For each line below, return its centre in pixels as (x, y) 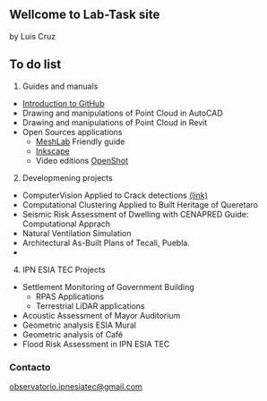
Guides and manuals (60, 86)
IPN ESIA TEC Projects (64, 269)
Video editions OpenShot (82, 160)
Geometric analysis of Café (73, 334)
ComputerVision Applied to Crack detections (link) (115, 195)
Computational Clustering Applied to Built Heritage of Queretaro (140, 204)
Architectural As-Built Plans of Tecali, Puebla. (106, 243)
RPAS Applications (70, 296)
